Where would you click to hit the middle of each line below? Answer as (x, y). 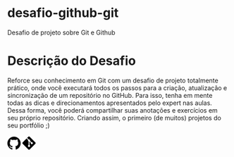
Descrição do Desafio (72, 61)
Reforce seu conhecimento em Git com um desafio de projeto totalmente (113, 80)
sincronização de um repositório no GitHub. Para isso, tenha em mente (110, 95)
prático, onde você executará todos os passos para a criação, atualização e (117, 88)
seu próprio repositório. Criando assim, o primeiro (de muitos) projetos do (115, 118)
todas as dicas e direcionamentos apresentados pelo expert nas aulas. (110, 103)
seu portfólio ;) (29, 125)
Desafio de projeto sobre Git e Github (61, 32)
